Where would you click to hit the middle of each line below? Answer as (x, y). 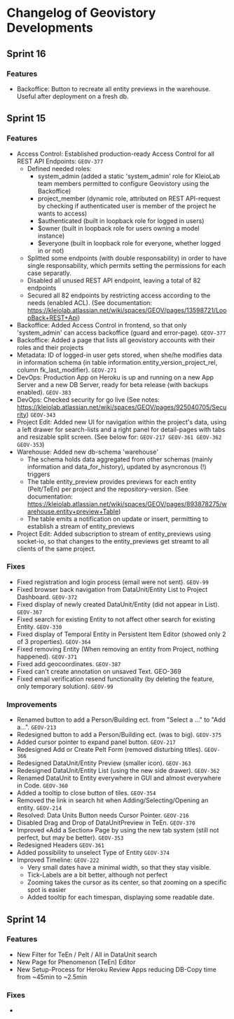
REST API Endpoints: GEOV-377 (60, 161)
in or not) (51, 250)
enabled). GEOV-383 (44, 392)
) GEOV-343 (41, 414)
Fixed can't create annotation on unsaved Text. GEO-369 (99, 671)
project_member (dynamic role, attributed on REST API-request (129, 198)
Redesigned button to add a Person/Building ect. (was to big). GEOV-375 (119, 735)
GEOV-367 (29, 612)
